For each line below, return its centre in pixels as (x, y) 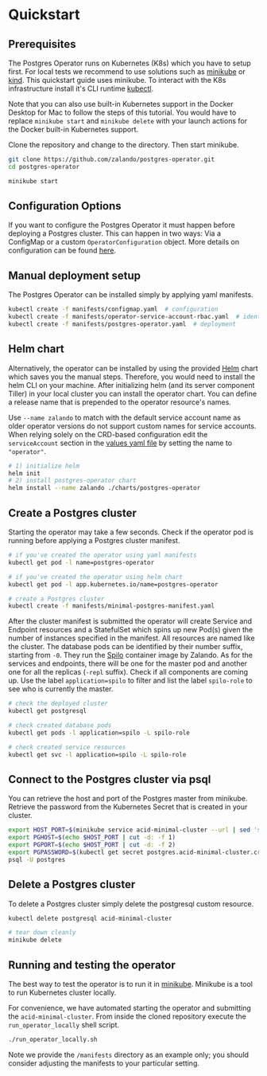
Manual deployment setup (75, 275)
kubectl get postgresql (48, 711)
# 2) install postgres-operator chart (72, 481)
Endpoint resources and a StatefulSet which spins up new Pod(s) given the (131, 630)
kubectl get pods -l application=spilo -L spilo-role (99, 733)
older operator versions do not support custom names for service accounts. (132, 426)
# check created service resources (67, 747)
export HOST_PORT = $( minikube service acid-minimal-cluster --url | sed (129, 830)
